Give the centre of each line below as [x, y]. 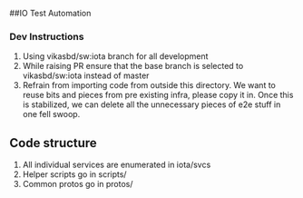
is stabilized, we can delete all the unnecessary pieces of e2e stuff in [151, 104]
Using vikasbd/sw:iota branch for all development [115, 56]
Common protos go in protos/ [78, 184]
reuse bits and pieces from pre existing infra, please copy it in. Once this [158, 95]
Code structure [53, 143]
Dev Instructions [47, 36]
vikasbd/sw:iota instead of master [86, 75]
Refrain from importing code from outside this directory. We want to [149, 85]
